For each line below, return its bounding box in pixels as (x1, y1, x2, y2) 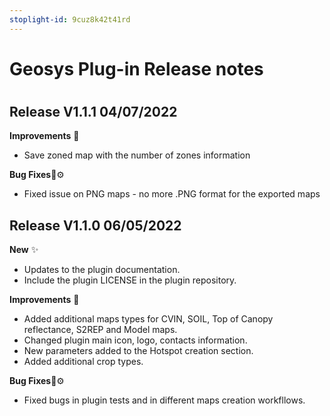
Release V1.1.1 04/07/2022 (9, 104, 178, 120)
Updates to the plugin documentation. (23, 264, 181, 276)
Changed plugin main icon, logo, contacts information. (23, 334, 248, 346)
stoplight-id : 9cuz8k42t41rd (9, 14, 131, 25)
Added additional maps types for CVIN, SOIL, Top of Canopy (23, 313, 274, 325)
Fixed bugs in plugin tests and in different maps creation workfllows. (23, 394, 306, 406)
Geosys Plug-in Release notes (9, 57, 264, 80)
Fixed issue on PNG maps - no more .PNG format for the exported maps (23, 188, 321, 200)
